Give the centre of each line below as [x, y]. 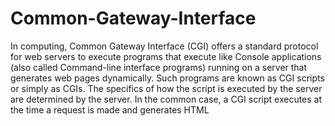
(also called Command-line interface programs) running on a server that [159, 67]
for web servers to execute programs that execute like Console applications [166, 56]
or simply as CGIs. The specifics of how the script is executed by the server [166, 88]
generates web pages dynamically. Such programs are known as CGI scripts [167, 78]
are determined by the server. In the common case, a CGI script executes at [166, 99]
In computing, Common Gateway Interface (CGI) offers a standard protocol [164, 46]
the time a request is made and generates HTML [110, 109]
